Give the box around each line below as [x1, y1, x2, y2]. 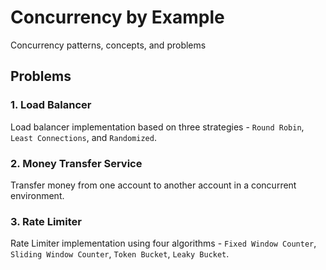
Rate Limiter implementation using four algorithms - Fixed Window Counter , [10, 237, 317, 250]
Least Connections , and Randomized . [10, 131, 157, 143]
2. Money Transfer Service [10, 156, 143, 170]
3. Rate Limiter [10, 214, 82, 228]
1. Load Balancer [10, 98, 92, 112]
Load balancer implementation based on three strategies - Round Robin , [10, 121, 305, 133]
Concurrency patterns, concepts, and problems [10, 39, 207, 51]
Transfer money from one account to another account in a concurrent [10, 179, 297, 191]
